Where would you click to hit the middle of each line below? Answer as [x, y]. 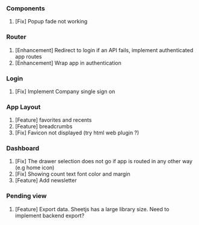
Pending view [26, 196]
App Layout [23, 107]
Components [26, 8]
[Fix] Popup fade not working [51, 22]
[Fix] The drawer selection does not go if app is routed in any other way [104, 161]
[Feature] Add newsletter [46, 181]
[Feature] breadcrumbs [44, 127]
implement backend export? [50, 215]
